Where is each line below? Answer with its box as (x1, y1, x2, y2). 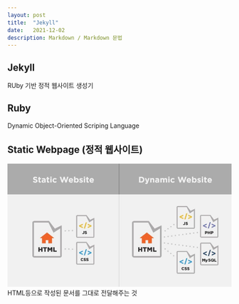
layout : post (7, 11, 46, 19)
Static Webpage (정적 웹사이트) (7, 143, 144, 156)
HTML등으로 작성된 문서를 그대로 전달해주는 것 (7, 289, 137, 298)
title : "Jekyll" (7, 19, 59, 26)
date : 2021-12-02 (7, 26, 65, 34)
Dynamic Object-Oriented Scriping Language (7, 121, 140, 130)
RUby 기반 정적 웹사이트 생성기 (7, 81, 94, 90)
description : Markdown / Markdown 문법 (7, 34, 123, 41)
